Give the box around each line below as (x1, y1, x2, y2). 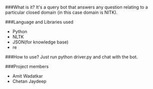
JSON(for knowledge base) (12, 39, 69, 45)
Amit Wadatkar (12, 73, 43, 79)
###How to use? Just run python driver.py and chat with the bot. (5, 54, 138, 60)
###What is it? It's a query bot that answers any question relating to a (5, 4, 148, 10)
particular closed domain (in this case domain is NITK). (5, 9, 118, 15)
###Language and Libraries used (5, 19, 74, 25)
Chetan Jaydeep (12, 79, 46, 84)
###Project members (5, 64, 49, 69)
